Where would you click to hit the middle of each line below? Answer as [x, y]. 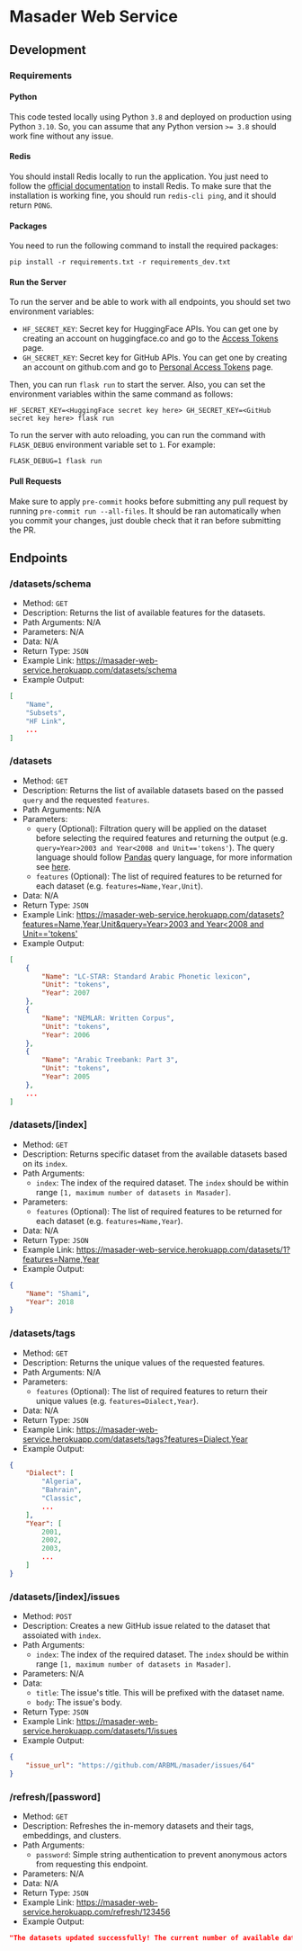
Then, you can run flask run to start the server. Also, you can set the [138, 385]
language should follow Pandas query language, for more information [164, 857]
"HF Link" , [46, 721]
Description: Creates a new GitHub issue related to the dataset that [146, 1626]
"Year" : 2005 [66, 1077]
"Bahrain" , [62, 1490]
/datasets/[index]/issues [65, 1597]
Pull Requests [36, 481]
